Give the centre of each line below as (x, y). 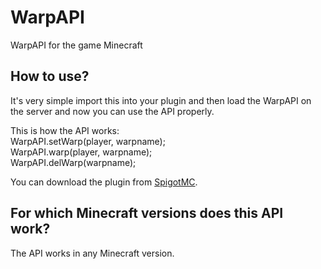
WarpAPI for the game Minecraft (76, 45)
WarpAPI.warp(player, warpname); (81, 152)
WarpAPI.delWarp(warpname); (73, 162)
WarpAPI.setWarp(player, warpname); (88, 141)
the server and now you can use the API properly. (112, 111)
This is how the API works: (65, 130)
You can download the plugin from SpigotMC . (104, 182)
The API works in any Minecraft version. (92, 253)
